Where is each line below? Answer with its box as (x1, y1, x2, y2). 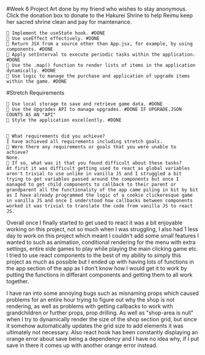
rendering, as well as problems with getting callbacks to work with (6, 303, 173, 310)
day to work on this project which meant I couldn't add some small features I (6, 232, 199, 239)
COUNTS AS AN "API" (6, 112, 56, 118)
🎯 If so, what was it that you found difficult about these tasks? (6, 160, 182, 166)
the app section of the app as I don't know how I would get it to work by (6, 265, 187, 272)
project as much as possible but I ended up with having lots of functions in (6, 258, 194, 265)
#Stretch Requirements (6, 89, 65, 96)
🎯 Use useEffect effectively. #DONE (6, 36, 100, 42)
